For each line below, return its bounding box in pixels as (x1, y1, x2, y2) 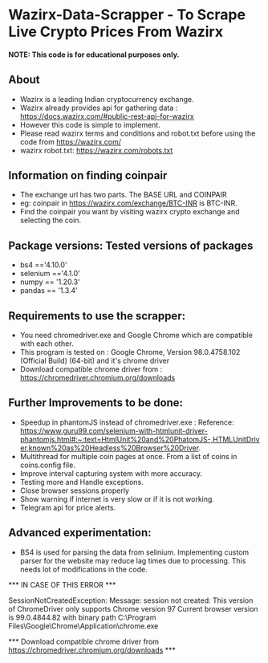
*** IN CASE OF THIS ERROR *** (8, 580, 116, 589)
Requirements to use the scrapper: (8, 309, 186, 323)
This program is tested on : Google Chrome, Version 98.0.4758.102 (19, 348, 241, 357)
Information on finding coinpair (8, 169, 168, 182)
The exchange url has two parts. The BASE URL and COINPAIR (19, 190, 227, 200)
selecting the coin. (19, 215, 82, 226)
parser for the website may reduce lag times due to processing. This (19, 555, 246, 565)
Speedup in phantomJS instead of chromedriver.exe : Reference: (19, 417, 234, 427)
